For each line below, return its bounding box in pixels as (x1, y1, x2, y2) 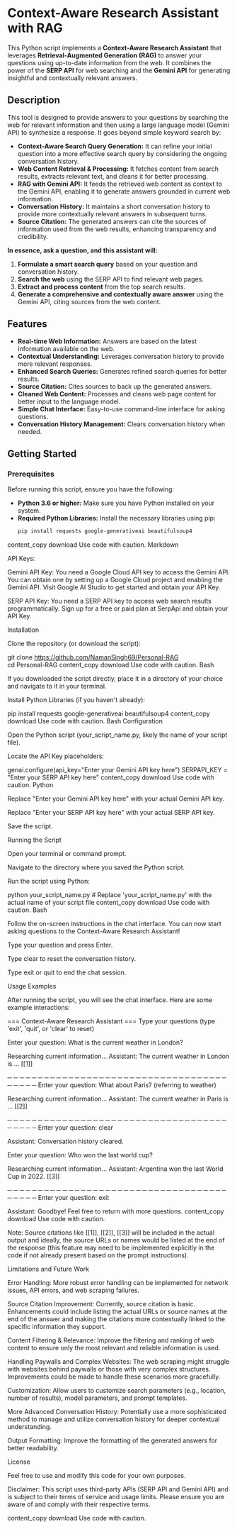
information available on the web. (17, 344, 115, 352)
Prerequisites (7, 469, 54, 479)
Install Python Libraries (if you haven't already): (7, 696, 146, 704)
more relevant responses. (17, 360, 93, 368)
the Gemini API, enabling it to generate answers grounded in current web (17, 187, 231, 196)
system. (17, 506, 41, 515)
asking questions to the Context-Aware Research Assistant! (7, 927, 180, 935)
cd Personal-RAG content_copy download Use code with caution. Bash (7, 661, 214, 669)
